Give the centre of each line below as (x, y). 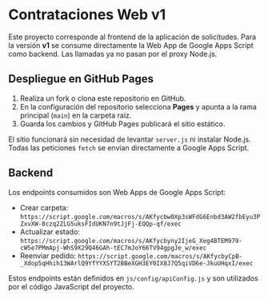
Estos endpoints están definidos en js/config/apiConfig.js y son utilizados (133, 278)
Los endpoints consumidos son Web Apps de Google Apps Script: (117, 192)
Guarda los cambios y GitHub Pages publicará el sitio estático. (122, 124)
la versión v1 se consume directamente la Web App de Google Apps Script (131, 45)
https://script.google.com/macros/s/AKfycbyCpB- (160, 256)
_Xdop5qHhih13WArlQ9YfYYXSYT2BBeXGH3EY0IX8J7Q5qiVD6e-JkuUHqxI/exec (136, 263)
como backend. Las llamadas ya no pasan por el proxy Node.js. (113, 54)
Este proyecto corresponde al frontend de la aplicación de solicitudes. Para (132, 37)
